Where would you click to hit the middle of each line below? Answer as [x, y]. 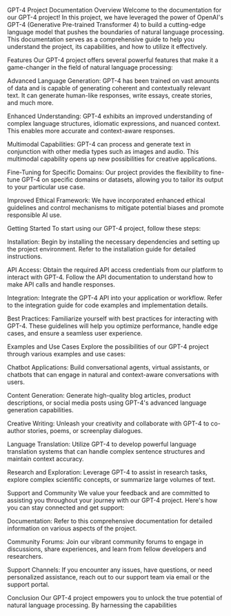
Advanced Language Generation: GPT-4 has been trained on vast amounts [113, 81]
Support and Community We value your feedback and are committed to [109, 493]
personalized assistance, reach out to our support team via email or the [109, 577]
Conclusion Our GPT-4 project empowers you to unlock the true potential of [115, 598]
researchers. [25, 556]
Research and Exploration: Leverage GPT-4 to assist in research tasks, [108, 472]
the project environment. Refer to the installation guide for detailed [102, 249]
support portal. [28, 584]
